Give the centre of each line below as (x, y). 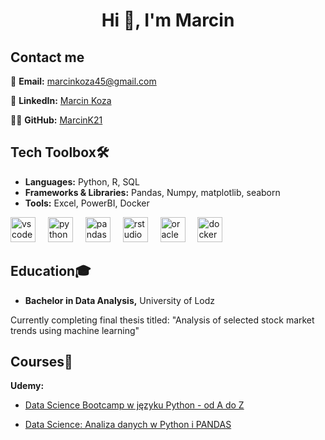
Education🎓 (51, 271)
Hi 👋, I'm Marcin (168, 20)
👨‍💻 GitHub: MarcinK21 (56, 120)
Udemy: (27, 386)
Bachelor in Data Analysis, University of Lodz (120, 300)
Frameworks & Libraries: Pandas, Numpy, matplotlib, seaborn (152, 192)
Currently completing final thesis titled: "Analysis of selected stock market (162, 320)
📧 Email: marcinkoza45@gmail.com (83, 81)
